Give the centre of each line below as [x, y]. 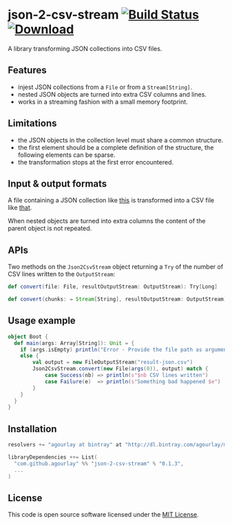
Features [27, 70]
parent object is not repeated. [50, 229]
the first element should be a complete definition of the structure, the [116, 147]
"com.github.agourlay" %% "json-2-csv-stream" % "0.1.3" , [99, 464]
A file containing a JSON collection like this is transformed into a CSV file [111, 200]
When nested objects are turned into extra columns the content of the [107, 221]
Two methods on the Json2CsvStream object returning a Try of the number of [116, 267]
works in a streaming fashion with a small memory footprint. [103, 102]
